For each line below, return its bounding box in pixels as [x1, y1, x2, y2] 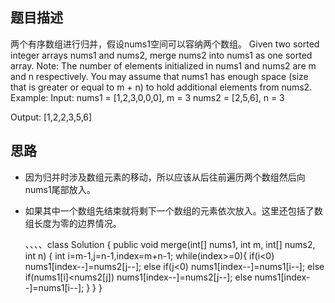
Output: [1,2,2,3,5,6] [10, 111, 93, 123]
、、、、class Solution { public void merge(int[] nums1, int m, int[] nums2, [24, 238, 316, 250]
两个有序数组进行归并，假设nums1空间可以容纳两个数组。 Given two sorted [10, 38, 320, 50]
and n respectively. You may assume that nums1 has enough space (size [10, 70, 309, 82]
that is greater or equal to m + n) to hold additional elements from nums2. [10, 81, 313, 93]
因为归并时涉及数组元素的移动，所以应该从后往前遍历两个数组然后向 [24, 171, 306, 183]
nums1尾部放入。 [24, 183, 96, 195]
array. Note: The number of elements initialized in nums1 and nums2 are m [10, 59, 317, 72]
